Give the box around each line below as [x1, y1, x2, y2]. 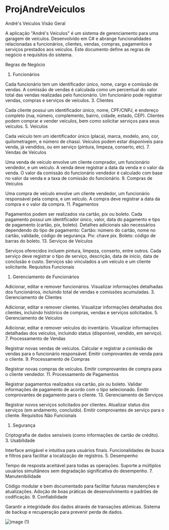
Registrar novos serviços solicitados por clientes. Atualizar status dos [5, 401, 150, 407]
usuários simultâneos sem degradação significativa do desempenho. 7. [5, 468, 153, 474]
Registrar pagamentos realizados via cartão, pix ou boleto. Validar [5, 381, 142, 387]
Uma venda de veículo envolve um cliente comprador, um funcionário [5, 159, 150, 165]
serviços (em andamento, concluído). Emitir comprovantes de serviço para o [5, 407, 164, 413]
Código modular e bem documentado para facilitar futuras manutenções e [5, 483, 160, 489]
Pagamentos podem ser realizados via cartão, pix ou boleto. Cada [5, 211, 143, 217]
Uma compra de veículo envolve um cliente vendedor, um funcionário [5, 190, 150, 196]
